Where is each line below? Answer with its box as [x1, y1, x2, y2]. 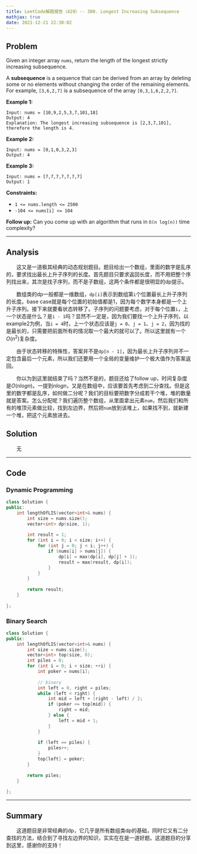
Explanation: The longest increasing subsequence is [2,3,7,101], [6, 120, 172, 126]
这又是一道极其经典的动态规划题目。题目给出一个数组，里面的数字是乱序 [16, 263, 191, 271]
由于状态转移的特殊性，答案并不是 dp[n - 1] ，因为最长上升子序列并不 [16, 348, 184, 355]
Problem [6, 41, 38, 51]
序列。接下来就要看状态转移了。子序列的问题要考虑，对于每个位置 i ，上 [16, 305, 189, 312]
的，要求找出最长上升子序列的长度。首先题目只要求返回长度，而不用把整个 [6, 271, 186, 278]
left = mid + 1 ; [58, 718, 98, 723]
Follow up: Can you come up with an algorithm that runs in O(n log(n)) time [6, 218, 190, 225]
